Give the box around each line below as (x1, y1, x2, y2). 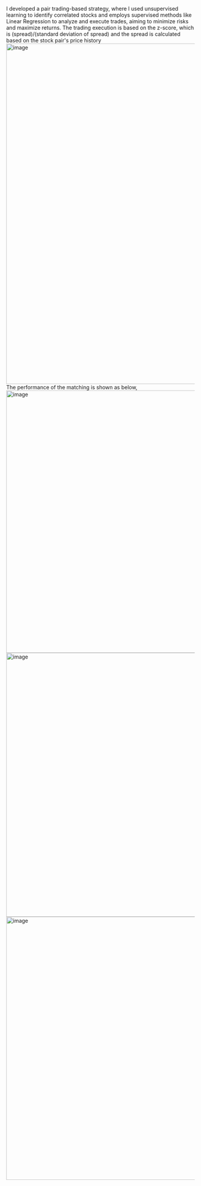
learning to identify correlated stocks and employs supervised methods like (6, 11, 192, 19)
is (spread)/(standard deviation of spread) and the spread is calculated (6, 31, 181, 38)
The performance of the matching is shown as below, (6, 384, 138, 391)
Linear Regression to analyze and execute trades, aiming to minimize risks (6, 18, 189, 25)
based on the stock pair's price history (6, 37, 102, 44)
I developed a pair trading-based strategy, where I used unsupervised (6, 5, 178, 12)
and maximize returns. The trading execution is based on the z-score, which (6, 24, 194, 31)
